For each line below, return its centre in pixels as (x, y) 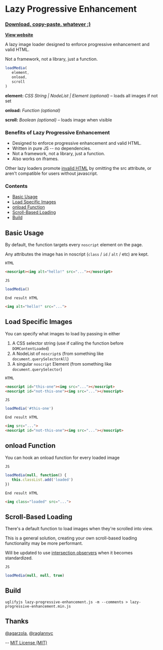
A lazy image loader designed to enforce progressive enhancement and (77, 45)
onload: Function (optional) (33, 110)
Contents (16, 186)
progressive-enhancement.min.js (38, 606)
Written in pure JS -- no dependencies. (52, 148)
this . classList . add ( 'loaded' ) (42, 480)
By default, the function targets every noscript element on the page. (74, 245)
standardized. (19, 558)
